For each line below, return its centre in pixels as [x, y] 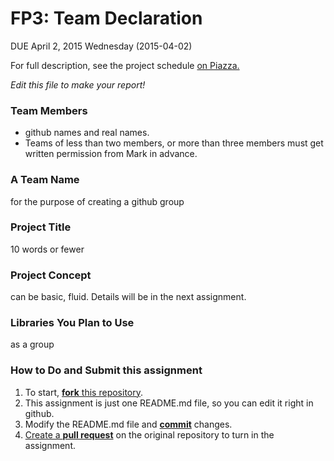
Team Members [49, 110]
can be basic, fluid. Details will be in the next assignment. [128, 297]
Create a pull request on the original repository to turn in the [149, 434]
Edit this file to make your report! [78, 84]
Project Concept [51, 275]
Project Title [41, 227]
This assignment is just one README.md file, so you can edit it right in [169, 403]
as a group [32, 344]
